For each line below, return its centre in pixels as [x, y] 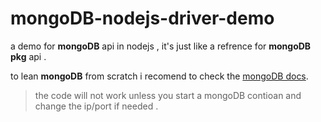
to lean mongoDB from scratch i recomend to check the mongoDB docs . [159, 76]
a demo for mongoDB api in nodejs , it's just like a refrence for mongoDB [161, 46]
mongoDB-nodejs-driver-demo [142, 18]
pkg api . [28, 56]
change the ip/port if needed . [96, 106]
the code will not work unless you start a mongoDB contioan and [168, 95]
